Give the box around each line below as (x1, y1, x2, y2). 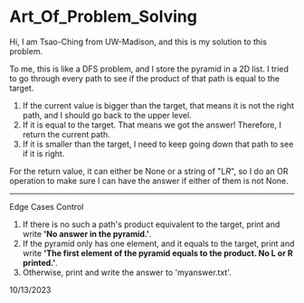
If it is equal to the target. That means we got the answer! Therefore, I (22, 119, 282, 130)
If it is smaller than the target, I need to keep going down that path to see (22, 138, 294, 149)
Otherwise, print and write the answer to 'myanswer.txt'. (22, 267, 233, 278)
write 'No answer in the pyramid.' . (22, 228, 152, 239)
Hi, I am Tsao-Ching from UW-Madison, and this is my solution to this (9, 36, 267, 47)
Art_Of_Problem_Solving (9, 6, 197, 27)
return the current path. (22, 128, 110, 139)
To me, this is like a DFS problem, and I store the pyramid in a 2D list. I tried (9, 63, 290, 74)
